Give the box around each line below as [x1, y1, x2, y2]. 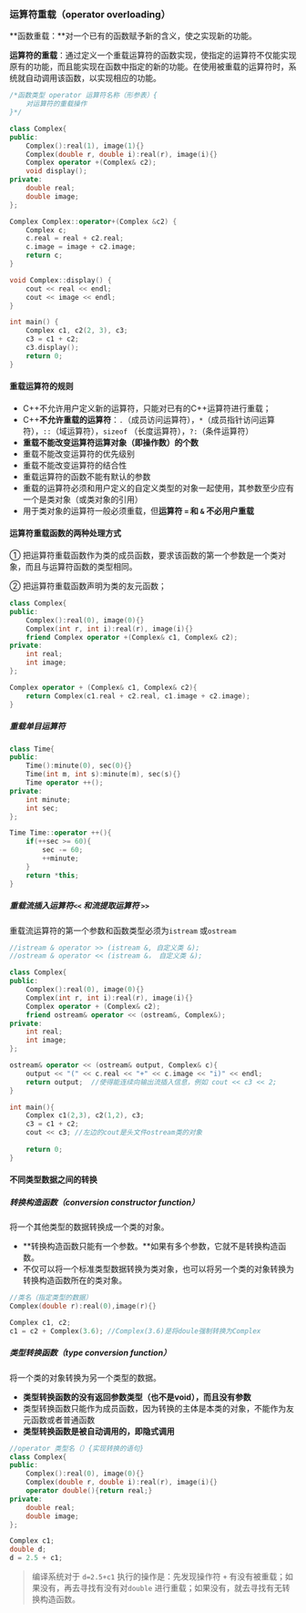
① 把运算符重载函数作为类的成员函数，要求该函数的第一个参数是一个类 [9, 550, 279, 561]
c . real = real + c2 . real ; [25, 234, 125, 243]
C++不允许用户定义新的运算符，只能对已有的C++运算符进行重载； [22, 403, 271, 414]
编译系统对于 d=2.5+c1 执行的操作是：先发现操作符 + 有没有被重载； [31, 1571, 285, 1582]
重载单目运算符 [9, 721, 66, 732]
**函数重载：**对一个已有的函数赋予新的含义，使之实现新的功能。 [9, 30, 258, 42]
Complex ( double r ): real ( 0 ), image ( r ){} [9, 1301, 157, 1311]
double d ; [9, 1545, 47, 1555]
